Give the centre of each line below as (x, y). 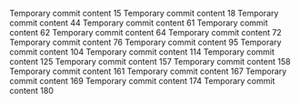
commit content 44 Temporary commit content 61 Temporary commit (139, 23)
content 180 (32, 91)
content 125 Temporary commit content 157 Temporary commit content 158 (150, 62)
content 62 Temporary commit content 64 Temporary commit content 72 (145, 32)
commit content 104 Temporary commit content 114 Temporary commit (142, 52)
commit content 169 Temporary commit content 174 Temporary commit (142, 81)
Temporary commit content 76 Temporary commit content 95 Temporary (145, 42)
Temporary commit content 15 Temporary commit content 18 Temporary (144, 13)
